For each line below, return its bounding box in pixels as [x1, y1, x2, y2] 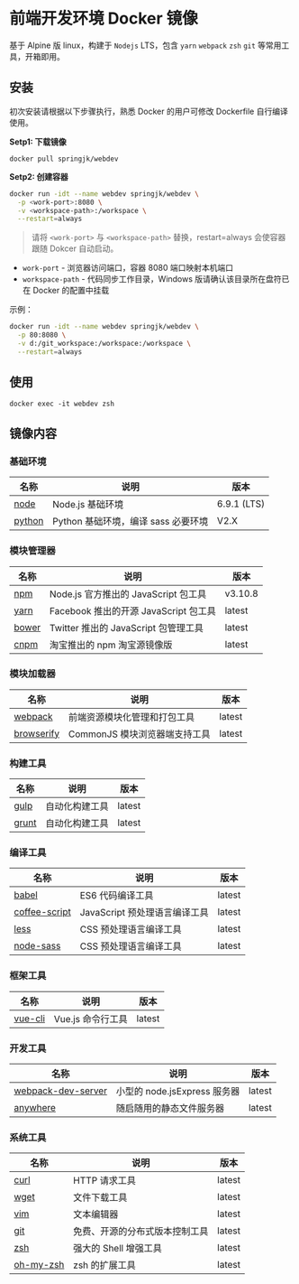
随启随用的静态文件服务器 [115, 1103, 225, 1115]
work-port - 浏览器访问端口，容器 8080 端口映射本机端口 [22, 263, 234, 274]
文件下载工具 [73, 1191, 128, 1204]
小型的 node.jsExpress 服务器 [115, 1085, 240, 1098]
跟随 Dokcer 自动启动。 [31, 243, 119, 254]
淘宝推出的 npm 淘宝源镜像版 [49, 638, 173, 651]
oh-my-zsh [14, 1259, 65, 1271]
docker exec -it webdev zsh [9, 399, 115, 408]
